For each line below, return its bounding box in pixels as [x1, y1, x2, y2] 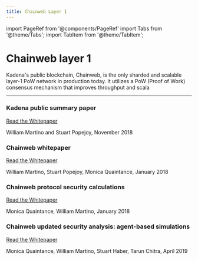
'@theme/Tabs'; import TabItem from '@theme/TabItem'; [6, 31, 144, 38]
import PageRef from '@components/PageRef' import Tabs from [6, 25, 163, 32]
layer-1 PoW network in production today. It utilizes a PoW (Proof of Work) [6, 77, 186, 84]
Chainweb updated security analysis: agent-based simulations [6, 222, 190, 231]
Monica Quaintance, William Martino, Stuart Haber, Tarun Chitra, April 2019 [6, 247, 188, 254]
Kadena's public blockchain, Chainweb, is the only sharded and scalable [6, 71, 182, 78]
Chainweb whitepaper [6, 143, 71, 152]
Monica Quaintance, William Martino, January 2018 [6, 208, 130, 215]
